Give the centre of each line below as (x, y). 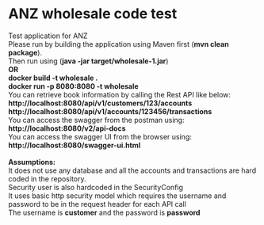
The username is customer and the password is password (104, 212)
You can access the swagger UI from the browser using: (100, 136)
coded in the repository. (47, 178)
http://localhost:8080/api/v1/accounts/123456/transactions (110, 111)
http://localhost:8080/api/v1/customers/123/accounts (100, 103)
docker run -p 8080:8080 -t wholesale (73, 86)
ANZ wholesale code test (93, 14)
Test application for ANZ (48, 36)
